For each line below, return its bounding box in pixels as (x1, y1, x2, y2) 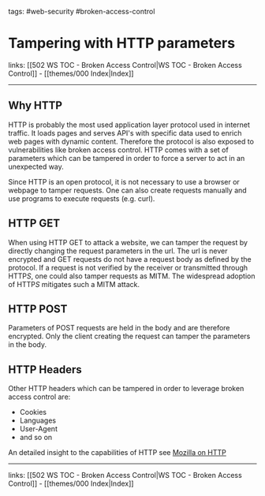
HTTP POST (8, 302, 68, 315)
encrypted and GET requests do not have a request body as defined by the (8, 254, 252, 263)
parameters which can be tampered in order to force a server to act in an (8, 153, 245, 162)
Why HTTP (8, 99, 63, 113)
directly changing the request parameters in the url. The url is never (8, 246, 228, 255)
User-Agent (19, 424, 58, 434)
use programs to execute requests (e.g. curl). (8, 193, 155, 203)
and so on (19, 433, 53, 442)
